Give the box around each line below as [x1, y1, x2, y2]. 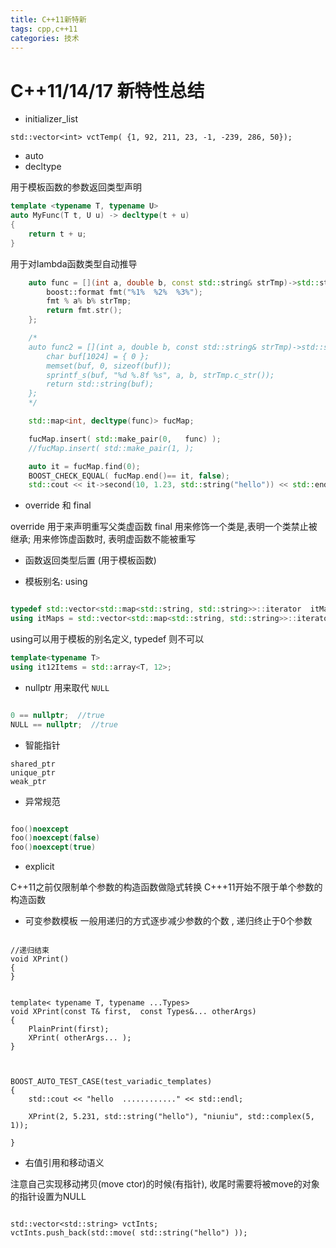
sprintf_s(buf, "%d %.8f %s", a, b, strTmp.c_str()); [46, 370, 275, 380]
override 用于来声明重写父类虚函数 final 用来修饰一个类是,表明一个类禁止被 [10, 521, 318, 533]
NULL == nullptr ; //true [10, 719, 118, 730]
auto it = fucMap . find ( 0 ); [28, 461, 141, 471]
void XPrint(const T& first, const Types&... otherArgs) [10, 1007, 257, 1017]
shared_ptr [10, 759, 56, 769]
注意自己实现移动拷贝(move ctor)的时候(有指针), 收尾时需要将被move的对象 [10, 1178, 320, 1190]
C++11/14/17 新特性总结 [10, 79, 205, 102]
